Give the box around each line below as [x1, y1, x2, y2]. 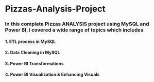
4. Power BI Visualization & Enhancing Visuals [5, 71, 100, 78]
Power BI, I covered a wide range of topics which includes [5, 27, 144, 33]
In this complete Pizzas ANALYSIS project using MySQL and [5, 21, 149, 27]
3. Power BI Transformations [5, 60, 64, 66]
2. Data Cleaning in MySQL [5, 50, 60, 55]
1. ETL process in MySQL [5, 39, 56, 44]
